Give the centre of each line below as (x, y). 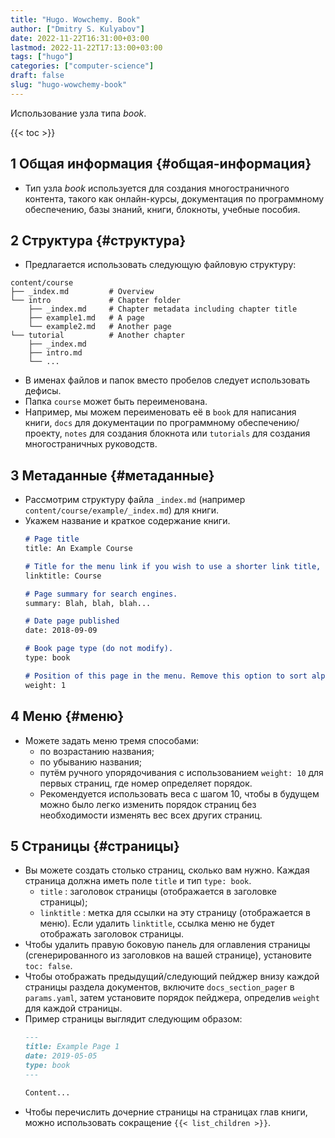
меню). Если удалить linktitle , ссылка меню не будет (157, 923)
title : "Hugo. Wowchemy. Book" (75, 19)
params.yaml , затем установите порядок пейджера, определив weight (172, 998)
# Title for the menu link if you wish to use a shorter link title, (173, 566)
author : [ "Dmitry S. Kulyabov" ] (77, 29)
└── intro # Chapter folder (96, 301)
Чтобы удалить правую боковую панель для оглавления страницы (167, 945)
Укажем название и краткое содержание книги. (127, 521)
